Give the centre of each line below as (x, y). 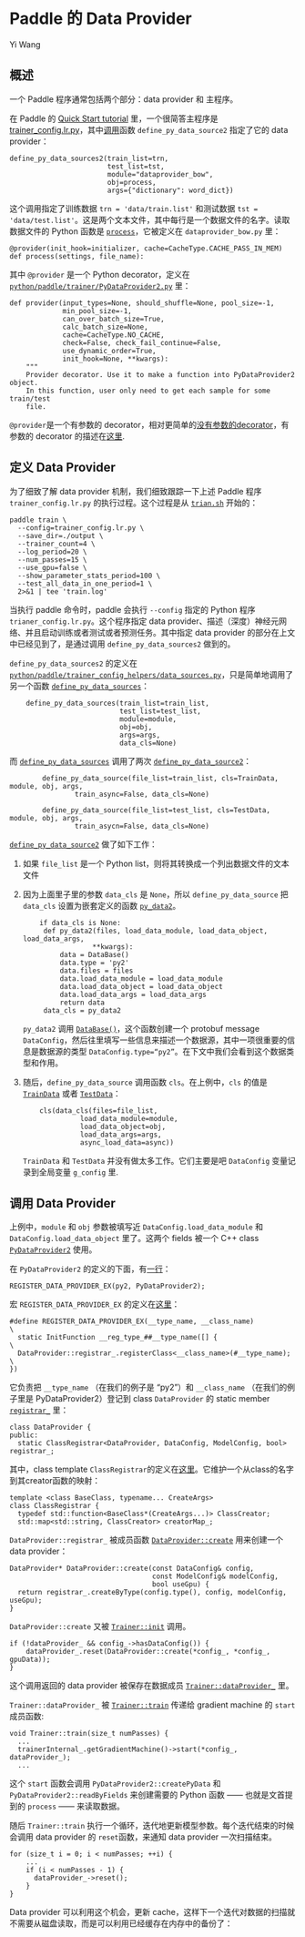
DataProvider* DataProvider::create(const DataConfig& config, (132, 1569)
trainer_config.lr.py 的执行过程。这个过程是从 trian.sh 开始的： (134, 503)
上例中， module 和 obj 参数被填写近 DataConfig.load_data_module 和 (137, 1227)
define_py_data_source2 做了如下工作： (83, 844)
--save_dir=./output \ (61, 535)
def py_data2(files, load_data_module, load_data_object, (156, 931)
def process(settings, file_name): (77, 256)
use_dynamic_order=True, (109, 351)
